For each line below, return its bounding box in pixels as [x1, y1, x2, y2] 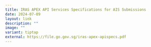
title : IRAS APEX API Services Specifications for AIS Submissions [5, 7, 147, 12]
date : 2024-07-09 [5, 12, 41, 17]
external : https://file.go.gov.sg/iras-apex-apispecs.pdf [5, 35, 126, 40]
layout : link [5, 16, 32, 21]
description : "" [5, 21, 38, 26]
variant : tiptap [5, 30, 38, 35]
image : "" [5, 25, 26, 30]
